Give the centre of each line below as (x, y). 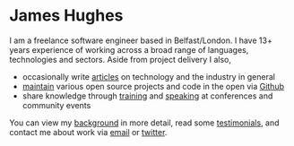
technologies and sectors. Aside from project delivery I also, (120, 59)
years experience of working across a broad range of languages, (129, 49)
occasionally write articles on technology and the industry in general (149, 76)
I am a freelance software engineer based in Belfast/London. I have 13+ (141, 40)
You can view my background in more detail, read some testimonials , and (144, 123)
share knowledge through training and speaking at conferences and (147, 96)
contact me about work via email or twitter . (88, 132)
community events (56, 105)
